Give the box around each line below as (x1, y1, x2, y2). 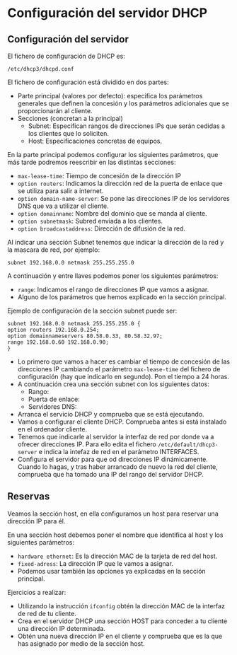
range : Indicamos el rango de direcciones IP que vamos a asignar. (17, 285, 209, 294)
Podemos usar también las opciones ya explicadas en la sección (17, 567, 207, 575)
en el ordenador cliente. (17, 425, 87, 433)
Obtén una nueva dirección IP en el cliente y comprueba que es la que (17, 632, 223, 640)
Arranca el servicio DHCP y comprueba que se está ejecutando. (17, 410, 204, 418)
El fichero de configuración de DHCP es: (7, 52, 125, 60)
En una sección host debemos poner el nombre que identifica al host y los (7, 531, 224, 539)
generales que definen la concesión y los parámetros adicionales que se (17, 99, 229, 108)
